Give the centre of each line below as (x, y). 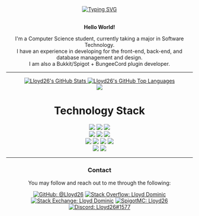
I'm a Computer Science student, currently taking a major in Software (99, 39)
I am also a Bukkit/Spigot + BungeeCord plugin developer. (99, 64)
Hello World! (99, 27)
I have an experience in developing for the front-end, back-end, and (99, 51)
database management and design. (99, 58)
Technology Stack (99, 111)
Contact (99, 170)
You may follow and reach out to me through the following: (99, 183)
